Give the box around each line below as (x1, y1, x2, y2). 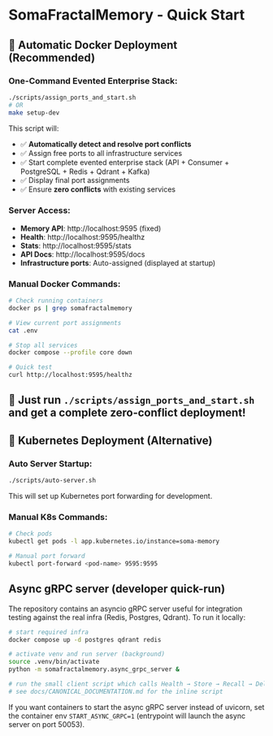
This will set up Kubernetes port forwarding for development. (8, 491, 213, 501)
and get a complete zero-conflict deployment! (8, 406, 246, 420)
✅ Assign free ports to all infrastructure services (19, 148, 183, 158)
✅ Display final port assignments (19, 175, 130, 184)
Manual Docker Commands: (8, 278, 121, 289)
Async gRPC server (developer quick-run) (8, 582, 226, 596)
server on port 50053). (8, 719, 85, 729)
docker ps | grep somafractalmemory (8, 304, 132, 312)
